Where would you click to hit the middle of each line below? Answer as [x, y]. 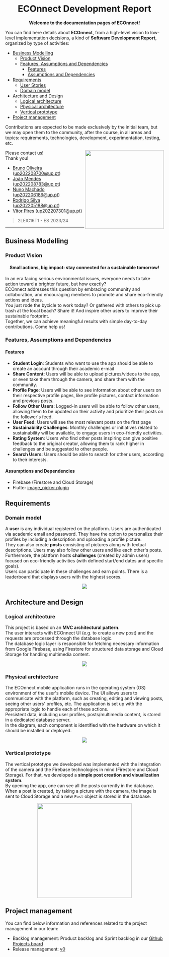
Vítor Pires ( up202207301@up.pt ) [47, 211]
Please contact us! [24, 153]
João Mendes [27, 178]
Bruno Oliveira [27, 168]
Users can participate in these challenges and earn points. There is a [76, 571]
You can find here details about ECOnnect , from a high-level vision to [77, 32]
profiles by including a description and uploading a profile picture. [73, 539]
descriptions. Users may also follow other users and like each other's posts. [84, 550]
